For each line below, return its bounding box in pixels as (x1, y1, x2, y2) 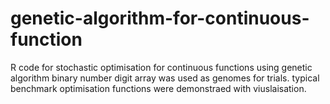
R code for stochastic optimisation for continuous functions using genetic (10, 61, 313, 73)
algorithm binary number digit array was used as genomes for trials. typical (10, 72, 320, 84)
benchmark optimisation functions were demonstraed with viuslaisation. (10, 82, 307, 94)
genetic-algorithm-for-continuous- (10, 7, 310, 30)
